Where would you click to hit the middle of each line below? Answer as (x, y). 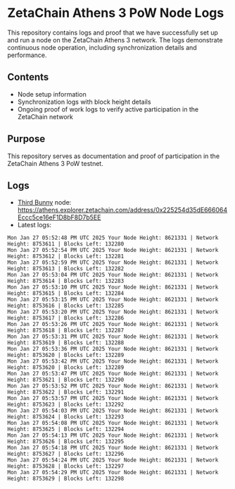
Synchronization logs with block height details (84, 102)
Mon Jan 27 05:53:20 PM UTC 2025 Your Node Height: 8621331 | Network (113, 312)
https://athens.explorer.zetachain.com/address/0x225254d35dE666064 (122, 210)
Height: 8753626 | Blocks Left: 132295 (66, 442)
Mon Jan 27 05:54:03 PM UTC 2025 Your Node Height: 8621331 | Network (113, 411)
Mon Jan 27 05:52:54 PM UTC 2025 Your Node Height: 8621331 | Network (113, 250)
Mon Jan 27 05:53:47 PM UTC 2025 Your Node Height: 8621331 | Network (113, 374)
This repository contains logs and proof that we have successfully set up (113, 32)
